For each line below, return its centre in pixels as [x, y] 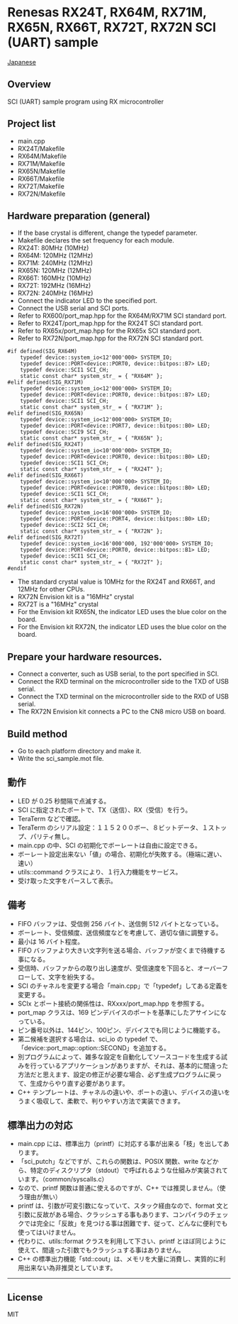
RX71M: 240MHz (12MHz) [55, 263]
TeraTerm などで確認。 [51, 818]
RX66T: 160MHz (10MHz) [55, 278]
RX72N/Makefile [41, 194]
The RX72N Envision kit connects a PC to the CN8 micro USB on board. [122, 712]
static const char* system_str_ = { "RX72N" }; [91, 532]
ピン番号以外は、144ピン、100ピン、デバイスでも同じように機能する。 [121, 1030]
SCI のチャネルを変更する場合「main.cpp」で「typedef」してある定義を [123, 986]
